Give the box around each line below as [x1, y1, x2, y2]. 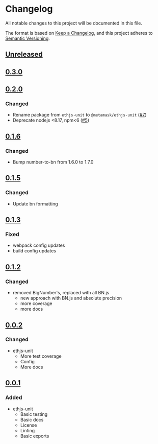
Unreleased [5, 50, 43, 59]
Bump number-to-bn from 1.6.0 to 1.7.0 [12, 159, 94, 165]
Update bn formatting [12, 200, 58, 207]
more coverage [20, 300, 52, 307]
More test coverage [20, 353, 62, 359]
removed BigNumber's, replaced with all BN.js [12, 290, 110, 296]
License [20, 422, 37, 428]
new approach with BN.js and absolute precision [20, 295, 122, 301]
